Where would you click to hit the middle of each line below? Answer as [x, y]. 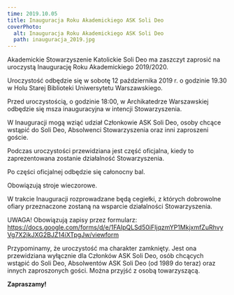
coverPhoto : [24, 27]
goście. [18, 138]
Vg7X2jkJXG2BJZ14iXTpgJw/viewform [63, 235]
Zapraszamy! [27, 285]
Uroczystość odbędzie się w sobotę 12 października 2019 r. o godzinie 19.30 [117, 80]
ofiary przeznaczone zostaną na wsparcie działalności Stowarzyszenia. [110, 206]
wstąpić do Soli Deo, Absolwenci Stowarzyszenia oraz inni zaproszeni [108, 130]
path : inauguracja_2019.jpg [54, 40]
